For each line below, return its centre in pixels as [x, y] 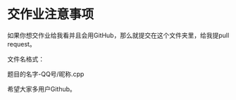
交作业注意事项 [51, 14]
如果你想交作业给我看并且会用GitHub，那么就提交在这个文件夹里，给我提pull [118, 35]
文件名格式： [26, 59]
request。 [22, 44]
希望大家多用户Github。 [42, 89]
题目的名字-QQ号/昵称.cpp [46, 74]
